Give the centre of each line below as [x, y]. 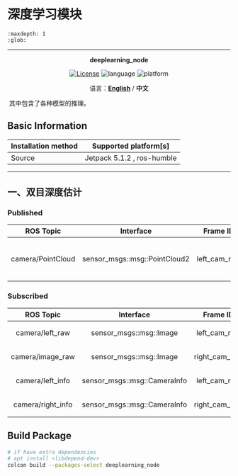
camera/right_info [43, 404]
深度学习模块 [45, 15]
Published [25, 213]
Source [23, 158]
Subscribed [28, 296]
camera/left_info [43, 380]
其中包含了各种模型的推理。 [49, 103]
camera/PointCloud [43, 259]
